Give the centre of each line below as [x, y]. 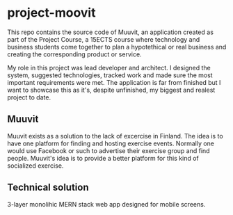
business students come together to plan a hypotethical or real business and [117, 47]
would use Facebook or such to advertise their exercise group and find [109, 150]
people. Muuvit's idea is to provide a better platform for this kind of [103, 158]
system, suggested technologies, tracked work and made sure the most [110, 75]
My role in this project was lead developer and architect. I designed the [109, 67]
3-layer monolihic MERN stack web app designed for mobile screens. [106, 204]
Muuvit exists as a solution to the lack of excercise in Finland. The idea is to [115, 136]
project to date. [29, 97]
